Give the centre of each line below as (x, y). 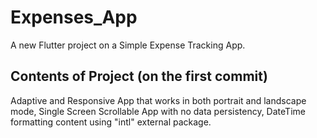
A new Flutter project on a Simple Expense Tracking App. (128, 45)
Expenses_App (74, 17)
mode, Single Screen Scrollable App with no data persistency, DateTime (158, 111)
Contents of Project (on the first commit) (139, 76)
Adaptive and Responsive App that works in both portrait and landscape (158, 100)
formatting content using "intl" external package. (111, 122)
